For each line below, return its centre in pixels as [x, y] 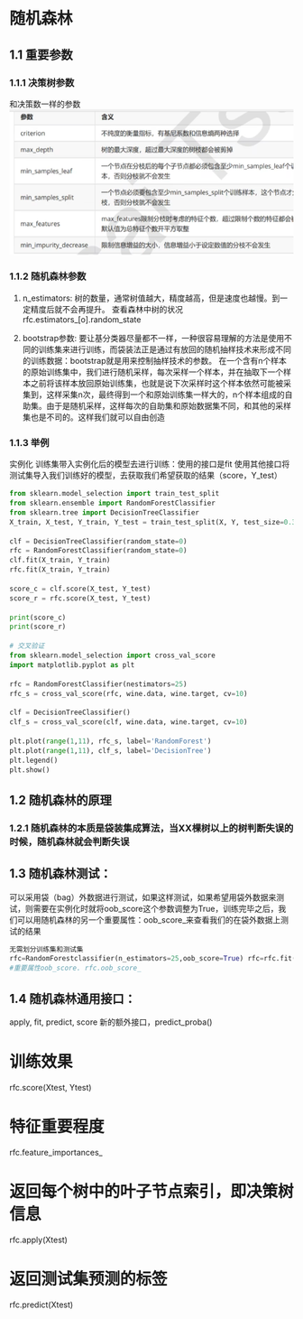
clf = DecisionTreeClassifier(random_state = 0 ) [98, 541]
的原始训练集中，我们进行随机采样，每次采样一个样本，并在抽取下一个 [153, 372]
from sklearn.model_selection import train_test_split [115, 494]
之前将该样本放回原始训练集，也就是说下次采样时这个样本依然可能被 [157, 383]
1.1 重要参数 [41, 55]
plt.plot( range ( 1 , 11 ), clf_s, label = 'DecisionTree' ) [110, 750]
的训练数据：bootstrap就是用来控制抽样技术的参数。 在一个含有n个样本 [154, 360]
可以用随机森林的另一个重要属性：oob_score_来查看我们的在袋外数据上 [149, 920]
